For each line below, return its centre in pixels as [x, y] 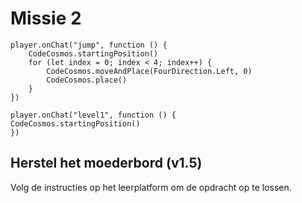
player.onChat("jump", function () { [89, 45]
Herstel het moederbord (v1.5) [106, 163]
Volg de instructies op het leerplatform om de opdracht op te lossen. [151, 187]
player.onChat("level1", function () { [93, 115]
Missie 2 [46, 18]
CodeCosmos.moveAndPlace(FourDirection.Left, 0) [149, 71]
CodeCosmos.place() [87, 80]
